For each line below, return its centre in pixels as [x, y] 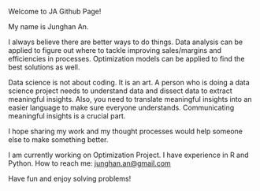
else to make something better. [58, 140]
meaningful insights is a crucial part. [67, 116]
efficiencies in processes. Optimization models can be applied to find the [126, 59]
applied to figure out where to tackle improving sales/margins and [115, 50]
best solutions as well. [44, 67]
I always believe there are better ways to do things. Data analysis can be [125, 42]
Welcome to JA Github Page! [55, 11]
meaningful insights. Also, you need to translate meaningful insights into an [130, 99]
